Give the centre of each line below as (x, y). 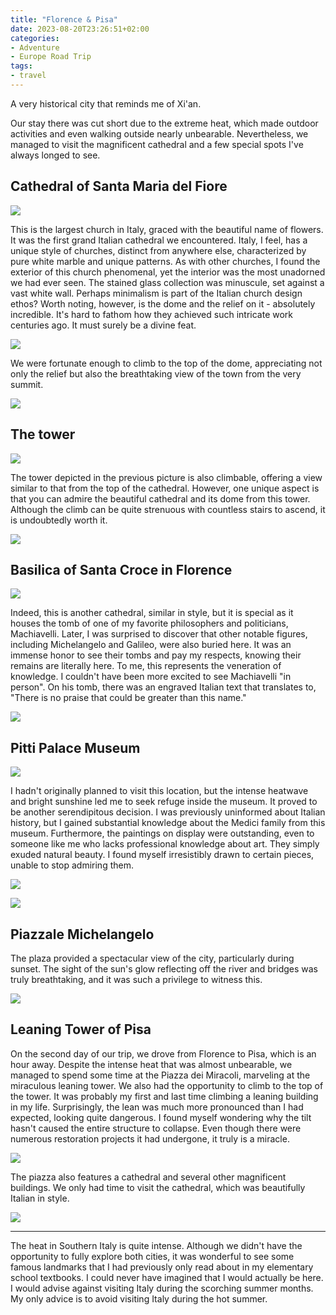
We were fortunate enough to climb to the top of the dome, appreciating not (166, 363)
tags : (21, 66)
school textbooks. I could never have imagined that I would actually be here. (167, 1277)
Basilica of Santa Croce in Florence (121, 569)
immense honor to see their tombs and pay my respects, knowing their (156, 655)
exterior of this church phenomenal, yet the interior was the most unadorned (168, 272)
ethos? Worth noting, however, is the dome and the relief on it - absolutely (163, 303)
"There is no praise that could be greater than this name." (128, 698)
